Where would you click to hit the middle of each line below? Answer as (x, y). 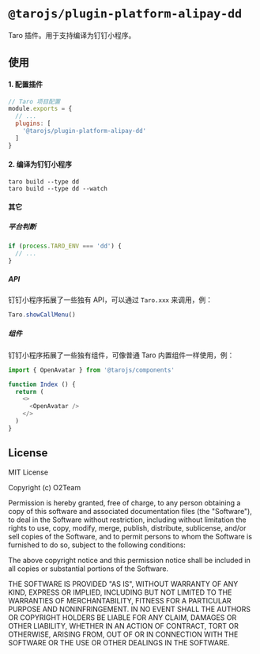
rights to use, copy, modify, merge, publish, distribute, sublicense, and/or (127, 527)
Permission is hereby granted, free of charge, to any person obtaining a (124, 503)
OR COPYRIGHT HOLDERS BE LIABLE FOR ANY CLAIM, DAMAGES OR (122, 617)
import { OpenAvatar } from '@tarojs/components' (92, 370)
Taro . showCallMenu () (42, 315)
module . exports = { (40, 109)
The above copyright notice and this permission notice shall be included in (129, 560)
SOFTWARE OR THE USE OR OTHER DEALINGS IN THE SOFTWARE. (119, 642)
